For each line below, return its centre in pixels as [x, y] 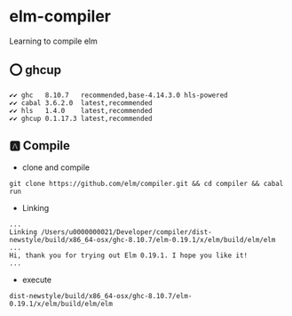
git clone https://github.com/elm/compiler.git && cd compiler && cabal [146, 183]
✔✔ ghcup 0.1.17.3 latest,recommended [81, 118]
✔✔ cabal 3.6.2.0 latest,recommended [81, 103]
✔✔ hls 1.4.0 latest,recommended [81, 110]
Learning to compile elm [53, 41]
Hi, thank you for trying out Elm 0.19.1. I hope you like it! [129, 255]
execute [37, 280]
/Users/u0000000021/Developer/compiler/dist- [127, 232]
